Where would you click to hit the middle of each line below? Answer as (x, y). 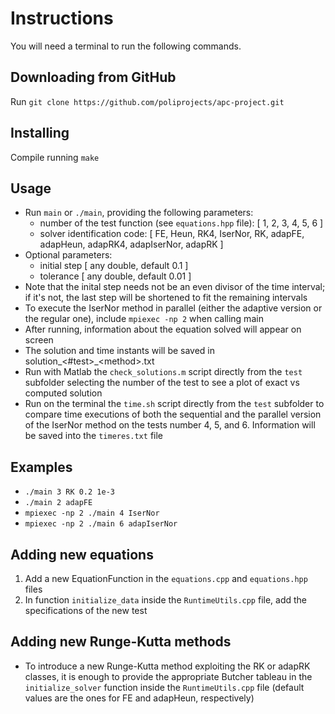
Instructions (62, 18)
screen (39, 340)
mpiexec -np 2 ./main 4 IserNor (92, 513)
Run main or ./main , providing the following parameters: (139, 213)
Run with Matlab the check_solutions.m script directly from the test (163, 372)
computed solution (63, 393)
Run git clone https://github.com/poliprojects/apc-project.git (147, 101)
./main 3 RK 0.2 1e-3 (69, 492)
